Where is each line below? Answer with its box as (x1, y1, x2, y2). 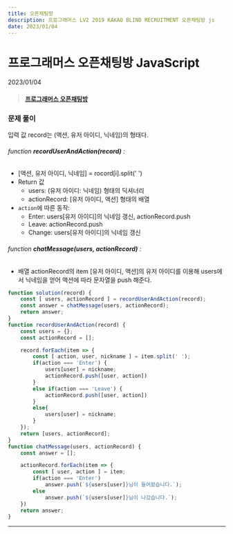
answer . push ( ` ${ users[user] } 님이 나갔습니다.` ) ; (44, 494, 178, 501)
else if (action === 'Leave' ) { (32, 385, 123, 392)
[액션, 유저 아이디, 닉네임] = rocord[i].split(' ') (17, 169, 142, 178)
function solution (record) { (8, 289, 92, 296)
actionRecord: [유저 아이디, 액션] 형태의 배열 (28, 195, 150, 204)
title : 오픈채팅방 (8, 10, 54, 17)
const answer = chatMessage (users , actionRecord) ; (20, 302, 169, 309)
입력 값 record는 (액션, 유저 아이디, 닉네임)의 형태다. (8, 131, 149, 139)
